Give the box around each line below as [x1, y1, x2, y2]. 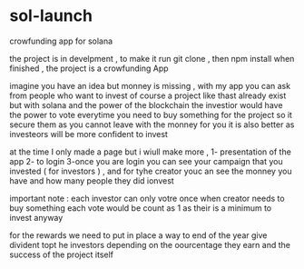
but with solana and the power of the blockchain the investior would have [9, 99, 283, 110]
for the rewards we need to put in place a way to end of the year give [9, 229, 268, 241]
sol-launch [9, 5, 93, 26]
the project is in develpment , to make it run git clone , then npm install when [9, 53, 295, 64]
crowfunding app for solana [9, 35, 113, 46]
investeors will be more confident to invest [9, 128, 168, 139]
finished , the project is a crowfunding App [9, 63, 170, 74]
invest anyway [9, 212, 64, 223]
